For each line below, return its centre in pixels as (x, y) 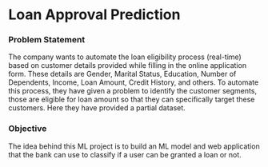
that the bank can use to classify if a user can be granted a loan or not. (125, 154)
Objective (28, 129)
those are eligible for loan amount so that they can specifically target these (132, 99)
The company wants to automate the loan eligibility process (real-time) (125, 57)
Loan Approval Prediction (94, 15)
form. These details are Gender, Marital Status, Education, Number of (122, 74)
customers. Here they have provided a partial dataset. (97, 108)
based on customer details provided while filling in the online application (127, 66)
